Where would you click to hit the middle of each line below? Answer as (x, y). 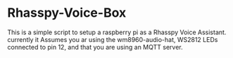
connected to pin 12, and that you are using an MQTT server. (95, 47)
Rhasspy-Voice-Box (67, 13)
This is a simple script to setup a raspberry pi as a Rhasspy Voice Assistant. (117, 32)
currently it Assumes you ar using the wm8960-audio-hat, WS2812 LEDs (113, 39)
